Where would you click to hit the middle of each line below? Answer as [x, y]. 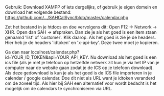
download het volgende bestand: [38, 12]
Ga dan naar [18, 52]
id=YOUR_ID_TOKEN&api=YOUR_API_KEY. [47, 57]
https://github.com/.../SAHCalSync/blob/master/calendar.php [67, 17]
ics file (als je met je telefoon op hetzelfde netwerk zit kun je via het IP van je [82, 62]
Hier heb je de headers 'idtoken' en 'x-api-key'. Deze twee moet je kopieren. [82, 43]
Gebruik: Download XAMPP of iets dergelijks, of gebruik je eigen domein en [81, 7]
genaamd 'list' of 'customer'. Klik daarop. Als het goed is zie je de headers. [81, 37]
